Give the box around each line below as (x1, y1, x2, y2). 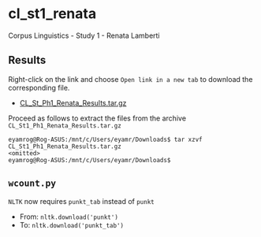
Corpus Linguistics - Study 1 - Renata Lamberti (8, 31, 160, 40)
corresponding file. (8, 83, 70, 92)
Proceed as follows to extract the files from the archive (8, 113, 187, 123)
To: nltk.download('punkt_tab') (19, 220, 125, 229)
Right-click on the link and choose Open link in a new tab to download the (8, 74, 253, 83)
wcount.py (8, 178, 57, 189)
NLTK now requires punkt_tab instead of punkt (8, 196, 155, 206)
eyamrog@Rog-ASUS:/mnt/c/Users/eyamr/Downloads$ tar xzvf (8, 135, 203, 143)
